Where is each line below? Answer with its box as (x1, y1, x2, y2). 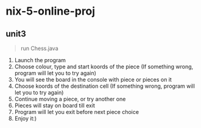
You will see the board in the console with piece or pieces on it (14, 76, 172, 83)
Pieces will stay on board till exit (14, 102, 96, 109)
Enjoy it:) (14, 115, 37, 122)
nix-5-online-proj (5, 4, 96, 18)
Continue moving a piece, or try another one (14, 96, 126, 102)
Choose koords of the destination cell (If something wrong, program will (14, 82, 196, 90)
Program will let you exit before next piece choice (14, 108, 139, 115)
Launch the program (14, 57, 66, 63)
